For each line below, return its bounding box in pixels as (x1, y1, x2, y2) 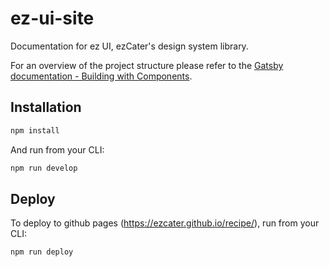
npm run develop (10, 163, 78, 173)
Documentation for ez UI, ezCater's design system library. (10, 40, 249, 52)
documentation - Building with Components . (10, 70, 193, 82)
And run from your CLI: (10, 143, 105, 156)
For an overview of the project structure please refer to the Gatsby (10, 59, 284, 71)
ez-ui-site (10, 7, 95, 30)
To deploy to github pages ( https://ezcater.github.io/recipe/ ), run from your (10, 217, 320, 229)
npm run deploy (10, 247, 74, 257)
